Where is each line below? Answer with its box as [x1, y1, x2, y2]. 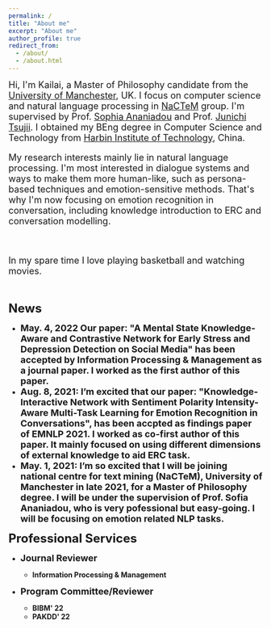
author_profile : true [8, 34, 81, 43]
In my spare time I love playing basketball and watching [8, 254, 245, 266]
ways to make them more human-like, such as [8, 173, 205, 184]
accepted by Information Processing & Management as [19, 354, 262, 366]
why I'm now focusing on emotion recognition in [8, 194, 214, 206]
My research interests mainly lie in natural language [8, 151, 229, 163]
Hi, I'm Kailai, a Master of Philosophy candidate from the [8, 78, 248, 90]
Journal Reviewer [19, 552, 98, 563]
